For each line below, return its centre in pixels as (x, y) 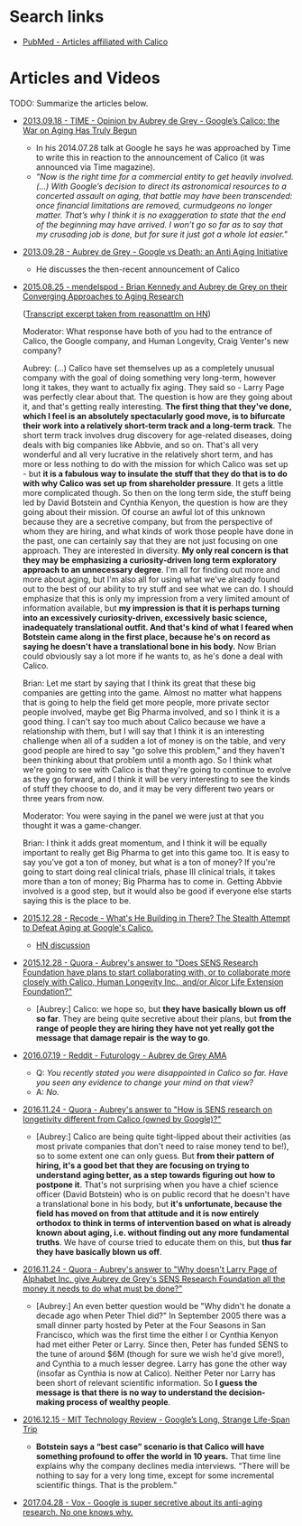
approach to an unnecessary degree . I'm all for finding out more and (151, 569)
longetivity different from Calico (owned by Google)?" (122, 1119)
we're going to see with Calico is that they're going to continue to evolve (156, 769)
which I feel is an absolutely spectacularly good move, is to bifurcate (154, 416)
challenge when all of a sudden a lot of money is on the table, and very (154, 740)
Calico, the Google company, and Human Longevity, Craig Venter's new (156, 341)
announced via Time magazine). (96, 167)
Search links (57, 17)
